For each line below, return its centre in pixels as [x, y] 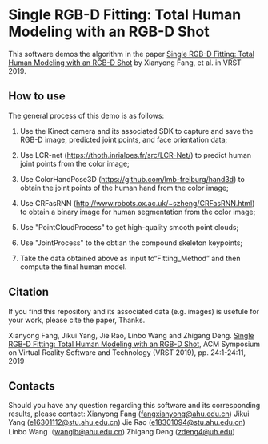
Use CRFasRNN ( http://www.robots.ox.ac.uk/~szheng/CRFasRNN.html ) [137, 203]
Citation [29, 292]
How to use [37, 97]
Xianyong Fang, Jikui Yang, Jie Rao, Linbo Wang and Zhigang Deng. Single [131, 335]
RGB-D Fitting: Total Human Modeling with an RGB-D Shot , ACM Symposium [134, 344]
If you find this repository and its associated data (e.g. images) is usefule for [134, 311]
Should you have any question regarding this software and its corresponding [134, 406]
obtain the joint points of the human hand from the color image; [124, 188]
